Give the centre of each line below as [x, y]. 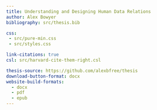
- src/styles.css [30, 44]
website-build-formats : [35, 82]
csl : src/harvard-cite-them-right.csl [54, 60]
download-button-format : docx [43, 76]
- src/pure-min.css [33, 39]
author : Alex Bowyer [31, 17]
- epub [19, 98]
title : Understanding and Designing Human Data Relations [78, 11]
